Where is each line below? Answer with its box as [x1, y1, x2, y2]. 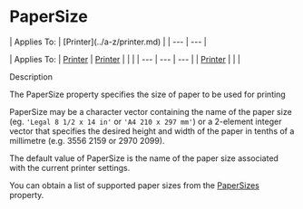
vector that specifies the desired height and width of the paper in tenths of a [9, 125, 295, 137]
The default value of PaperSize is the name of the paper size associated [9, 152, 279, 164]
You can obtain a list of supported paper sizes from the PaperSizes [9, 179, 260, 191]
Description [9, 71, 53, 82]
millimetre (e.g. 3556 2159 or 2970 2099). [9, 135, 165, 146]
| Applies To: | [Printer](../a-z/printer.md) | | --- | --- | [9, 36, 207, 47]
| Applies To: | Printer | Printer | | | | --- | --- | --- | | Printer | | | [9, 53, 241, 64]
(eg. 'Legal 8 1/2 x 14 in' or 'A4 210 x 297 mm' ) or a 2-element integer [9, 116, 282, 127]
